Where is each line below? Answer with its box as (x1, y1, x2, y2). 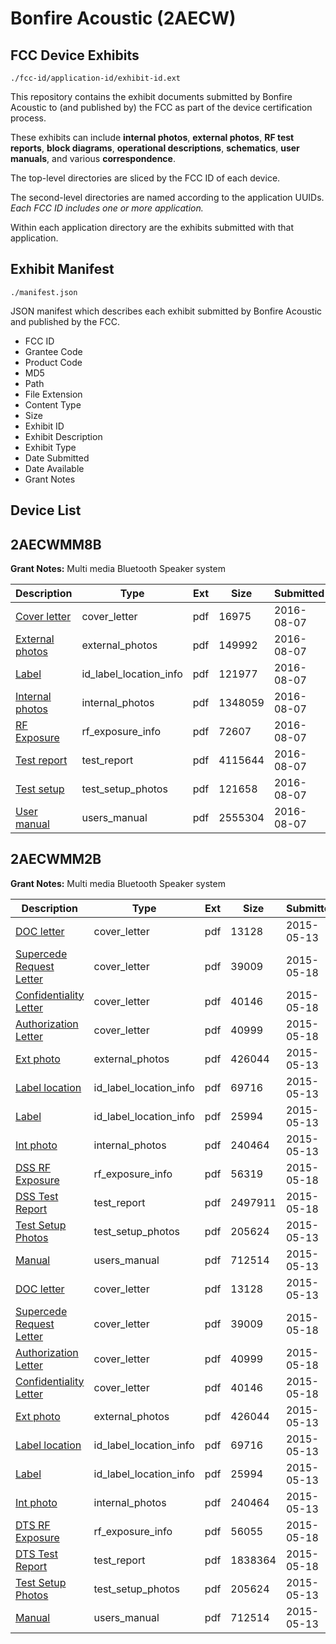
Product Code (24, 356, 83, 368)
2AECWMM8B (10, 536, 102, 553)
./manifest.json (10, 287, 78, 297)
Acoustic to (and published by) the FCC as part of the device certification (10, 102, 313, 113)
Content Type (24, 398, 82, 411)
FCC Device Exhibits (10, 47, 140, 64)
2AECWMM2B (10, 851, 102, 868)
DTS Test (15, 1547, 59, 1561)
